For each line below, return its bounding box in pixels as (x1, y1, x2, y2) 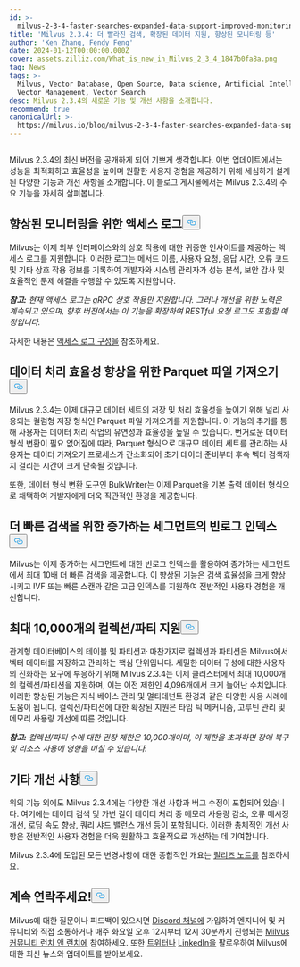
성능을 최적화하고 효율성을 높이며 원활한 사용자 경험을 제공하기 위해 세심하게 (9, 166, 274, 176)
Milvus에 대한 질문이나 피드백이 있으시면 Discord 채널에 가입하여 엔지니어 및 (9, 914, 277, 925)
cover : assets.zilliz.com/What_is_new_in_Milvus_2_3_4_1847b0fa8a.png (9, 54, 278, 63)
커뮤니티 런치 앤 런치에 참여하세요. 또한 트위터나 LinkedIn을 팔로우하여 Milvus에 (9, 937, 288, 947)
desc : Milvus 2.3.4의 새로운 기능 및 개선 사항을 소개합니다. (9, 96, 213, 105)
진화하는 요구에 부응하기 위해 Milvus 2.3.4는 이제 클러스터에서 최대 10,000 (18, 669, 279, 679)
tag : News (9, 63, 46, 72)
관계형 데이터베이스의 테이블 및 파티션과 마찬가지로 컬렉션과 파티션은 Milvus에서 (9, 646, 288, 657)
